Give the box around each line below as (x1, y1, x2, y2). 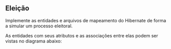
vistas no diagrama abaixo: (5, 38, 62, 44)
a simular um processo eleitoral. (5, 23, 73, 29)
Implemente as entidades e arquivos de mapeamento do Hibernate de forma (5, 17, 166, 23)
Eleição (5, 4, 30, 13)
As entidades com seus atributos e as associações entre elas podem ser (5, 32, 158, 38)
